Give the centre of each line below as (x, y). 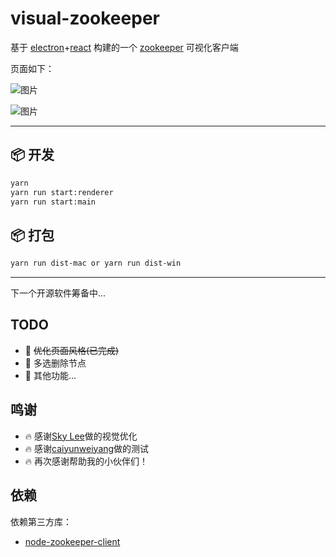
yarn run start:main (53, 202)
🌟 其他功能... (50, 375)
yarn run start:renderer (62, 192)
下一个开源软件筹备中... (58, 293)
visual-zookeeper (85, 18)
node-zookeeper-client (72, 541)
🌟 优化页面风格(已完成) (72, 350)
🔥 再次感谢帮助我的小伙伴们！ (86, 461)
